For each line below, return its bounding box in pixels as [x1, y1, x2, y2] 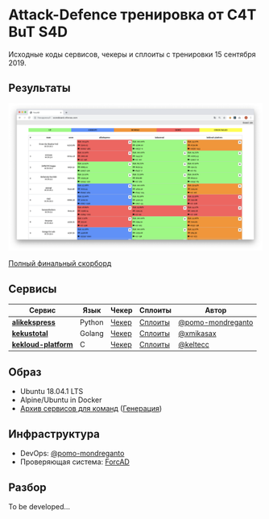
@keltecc [178, 340, 209, 350]
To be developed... [8, 502, 71, 512]
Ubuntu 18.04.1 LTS [19, 387, 84, 397]
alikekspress [11, 317, 56, 327]
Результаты [8, 81, 71, 95]
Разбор [8, 480, 47, 494]
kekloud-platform [11, 340, 74, 350]
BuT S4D [8, 23, 68, 41]
